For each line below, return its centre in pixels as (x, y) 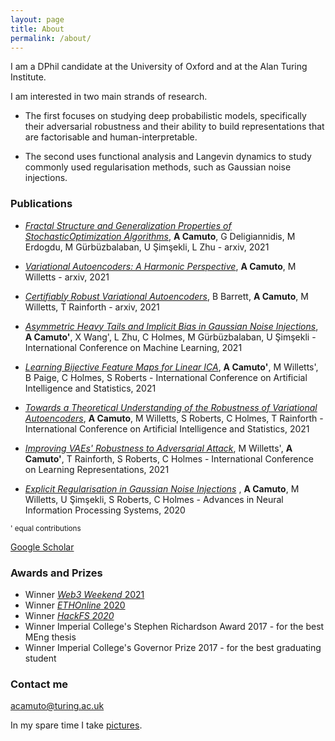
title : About (37, 29)
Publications (41, 204)
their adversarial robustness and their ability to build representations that (174, 127)
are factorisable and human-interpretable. (111, 137)
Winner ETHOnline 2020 (75, 605)
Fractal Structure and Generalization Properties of (128, 225)
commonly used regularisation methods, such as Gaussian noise (158, 167)
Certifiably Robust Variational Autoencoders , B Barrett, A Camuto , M (166, 296)
